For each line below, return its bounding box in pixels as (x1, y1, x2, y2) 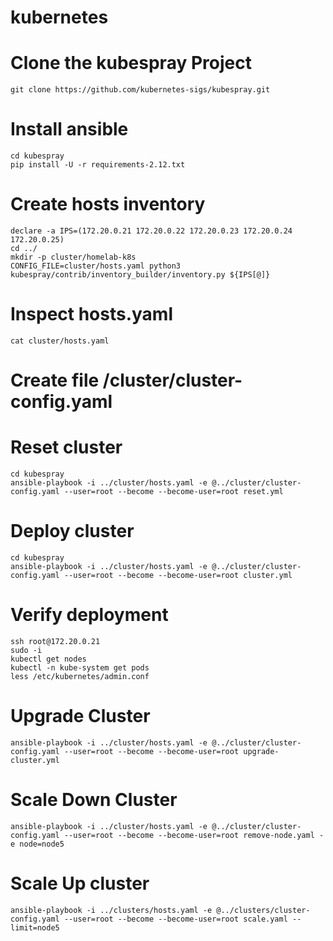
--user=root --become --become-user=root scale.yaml (63, 914, 288, 924)
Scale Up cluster (10, 872, 150, 895)
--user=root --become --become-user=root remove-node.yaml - (63, 830, 325, 840)
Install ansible (10, 118, 129, 141)
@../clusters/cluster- (216, 905, 311, 915)
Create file (10, 369, 100, 392)
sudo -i (10, 645, 43, 655)
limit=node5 (10, 922, 60, 933)
